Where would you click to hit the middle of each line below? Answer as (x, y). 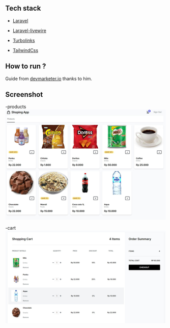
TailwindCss (25, 50)
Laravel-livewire (30, 31)
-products (16, 107)
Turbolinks (24, 40)
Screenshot (24, 94)
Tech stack (23, 8)
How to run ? (26, 66)
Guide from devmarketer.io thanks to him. (49, 78)
